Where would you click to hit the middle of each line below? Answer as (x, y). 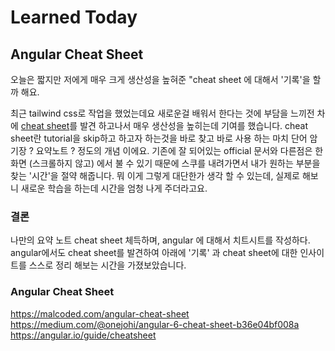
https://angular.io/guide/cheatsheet (83, 335)
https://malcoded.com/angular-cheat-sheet (100, 313)
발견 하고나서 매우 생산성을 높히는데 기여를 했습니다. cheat (194, 125)
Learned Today (74, 17)
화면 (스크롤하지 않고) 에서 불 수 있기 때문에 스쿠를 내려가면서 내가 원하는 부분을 (165, 163)
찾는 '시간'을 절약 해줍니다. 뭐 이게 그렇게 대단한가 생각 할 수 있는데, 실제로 (155, 175)
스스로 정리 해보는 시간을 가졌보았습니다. (107, 265)
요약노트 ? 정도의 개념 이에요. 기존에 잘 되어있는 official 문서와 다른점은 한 (179, 150)
